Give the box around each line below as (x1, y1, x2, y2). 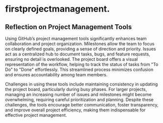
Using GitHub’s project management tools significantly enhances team (5, 35, 147, 41)
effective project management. (5, 112, 67, 118)
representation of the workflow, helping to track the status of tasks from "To (5, 62, 159, 67)
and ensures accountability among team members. (5, 72, 108, 77)
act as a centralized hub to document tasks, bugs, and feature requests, (5, 51, 150, 57)
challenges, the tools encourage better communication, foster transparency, (5, 102, 159, 107)
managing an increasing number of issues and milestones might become (5, 91, 152, 97)
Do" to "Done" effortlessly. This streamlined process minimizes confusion (5, 67, 153, 72)
